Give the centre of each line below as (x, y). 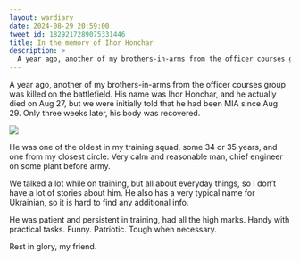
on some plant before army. (60, 166)
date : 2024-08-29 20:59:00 (59, 26)
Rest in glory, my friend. (53, 246)
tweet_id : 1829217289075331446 (67, 34)
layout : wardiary (42, 17)
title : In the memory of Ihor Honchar (81, 42)
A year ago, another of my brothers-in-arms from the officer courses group (148, 84)
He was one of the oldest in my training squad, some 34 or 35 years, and (143, 147)
